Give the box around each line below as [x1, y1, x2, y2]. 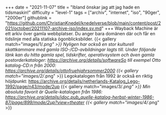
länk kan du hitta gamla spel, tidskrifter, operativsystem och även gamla [5, 52, 155, 58]
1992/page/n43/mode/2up [5, 84, 60, 89]
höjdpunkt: [5, 78, 27, 84]
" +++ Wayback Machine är [101, 25, 158, 31]
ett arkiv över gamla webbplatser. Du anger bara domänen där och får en [5, 31, 155, 36]
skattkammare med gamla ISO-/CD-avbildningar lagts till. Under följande [5, 47, 156, 52]
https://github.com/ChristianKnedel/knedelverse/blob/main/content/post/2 [7, 20, 161, 26]
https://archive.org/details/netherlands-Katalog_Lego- [28, 78, 140, 84]
